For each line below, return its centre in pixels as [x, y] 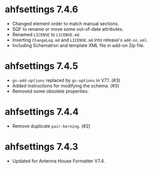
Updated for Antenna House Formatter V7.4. [59, 161]
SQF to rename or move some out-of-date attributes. [68, 29]
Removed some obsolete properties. [50, 91]
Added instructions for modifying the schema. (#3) [66, 86]
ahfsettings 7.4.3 [41, 146]
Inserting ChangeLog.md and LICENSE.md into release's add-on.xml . [80, 40]
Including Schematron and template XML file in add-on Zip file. [78, 45]
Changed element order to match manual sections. [66, 24]
